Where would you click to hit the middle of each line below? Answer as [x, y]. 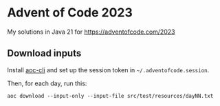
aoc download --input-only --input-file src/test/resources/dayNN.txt [110, 96]
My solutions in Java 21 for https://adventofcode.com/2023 [91, 32]
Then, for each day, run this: [47, 83]
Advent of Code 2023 [70, 13]
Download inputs [44, 53]
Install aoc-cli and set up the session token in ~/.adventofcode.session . [108, 70]
